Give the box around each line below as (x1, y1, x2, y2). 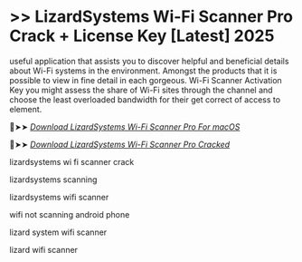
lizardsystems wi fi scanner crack (9, 156, 135, 167)
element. (9, 103, 42, 114)
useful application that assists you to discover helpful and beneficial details (9, 55, 289, 66)
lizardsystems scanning (9, 174, 98, 185)
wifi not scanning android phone (9, 209, 130, 219)
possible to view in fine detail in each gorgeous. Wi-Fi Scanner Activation (9, 74, 282, 85)
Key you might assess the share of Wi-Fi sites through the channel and (9, 84, 273, 95)
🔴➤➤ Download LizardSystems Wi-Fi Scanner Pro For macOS (9, 121, 241, 132)
